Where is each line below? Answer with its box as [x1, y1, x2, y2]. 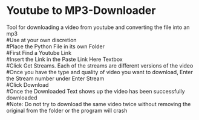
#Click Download [6, 81, 49, 88]
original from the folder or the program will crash [6, 107, 128, 114]
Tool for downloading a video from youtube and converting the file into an [6, 24, 190, 31]
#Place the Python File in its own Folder [6, 43, 105, 50]
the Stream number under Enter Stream [6, 75, 105, 82]
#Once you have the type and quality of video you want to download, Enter [6, 68, 194, 75]
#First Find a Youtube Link [6, 49, 71, 56]
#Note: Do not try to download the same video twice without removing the [6, 100, 191, 107]
